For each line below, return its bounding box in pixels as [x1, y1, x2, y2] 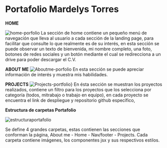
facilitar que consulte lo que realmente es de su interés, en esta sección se [5, 40, 159, 46]
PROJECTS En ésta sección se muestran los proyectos [5, 81, 162, 87]
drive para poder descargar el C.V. [5, 56, 76, 62]
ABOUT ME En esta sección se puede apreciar [5, 66, 144, 72]
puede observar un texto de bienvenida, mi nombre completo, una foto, [5, 46, 152, 52]
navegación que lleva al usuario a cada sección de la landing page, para [5, 35, 154, 41]
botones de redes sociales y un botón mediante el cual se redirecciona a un [5, 51, 161, 57]
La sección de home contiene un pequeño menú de [40, 30, 147, 36]
